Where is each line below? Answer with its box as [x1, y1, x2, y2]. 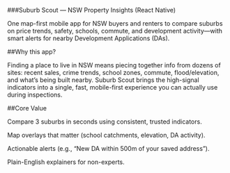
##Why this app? [7, 48, 56, 56]
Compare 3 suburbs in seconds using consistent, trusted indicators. [7, 117, 202, 126]
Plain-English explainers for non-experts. [7, 158, 125, 166]
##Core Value [7, 104, 47, 112]
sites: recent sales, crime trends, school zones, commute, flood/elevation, [7, 69, 220, 76]
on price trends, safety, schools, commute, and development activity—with [7, 27, 223, 35]
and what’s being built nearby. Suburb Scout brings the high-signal [7, 76, 200, 84]
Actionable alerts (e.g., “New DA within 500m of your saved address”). [7, 145, 210, 152]
